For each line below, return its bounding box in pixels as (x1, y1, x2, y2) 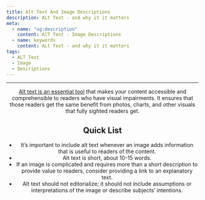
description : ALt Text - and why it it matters (6, 15, 130, 21)
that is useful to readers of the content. (57, 148, 157, 155)
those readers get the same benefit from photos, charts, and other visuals (10, 101, 195, 109)
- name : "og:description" (12, 26, 78, 32)
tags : (6, 49, 20, 55)
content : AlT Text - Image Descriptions (17, 32, 121, 38)
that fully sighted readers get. (65, 107, 140, 115)
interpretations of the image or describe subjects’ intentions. (31, 187, 183, 194)
